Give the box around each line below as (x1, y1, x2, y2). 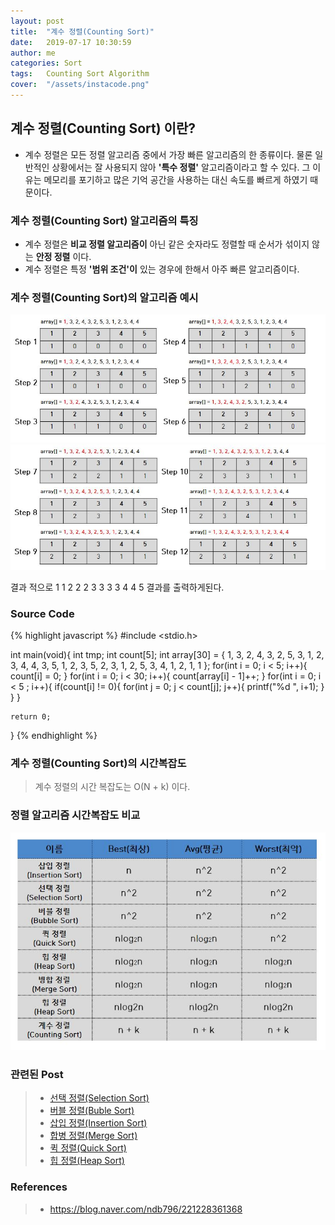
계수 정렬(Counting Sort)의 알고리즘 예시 (10, 290, 199, 304)
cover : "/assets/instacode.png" (10, 80, 150, 90)
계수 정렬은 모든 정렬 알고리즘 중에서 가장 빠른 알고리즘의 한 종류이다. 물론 (24, 148, 313, 160)
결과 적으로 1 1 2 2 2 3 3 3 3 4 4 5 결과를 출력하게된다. (10, 581, 225, 593)
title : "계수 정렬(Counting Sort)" (10, 26, 155, 37)
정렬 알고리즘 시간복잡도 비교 (10, 808, 141, 822)
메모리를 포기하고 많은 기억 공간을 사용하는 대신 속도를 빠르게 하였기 (43, 173, 308, 185)
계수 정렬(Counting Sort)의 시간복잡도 (10, 756, 187, 770)
